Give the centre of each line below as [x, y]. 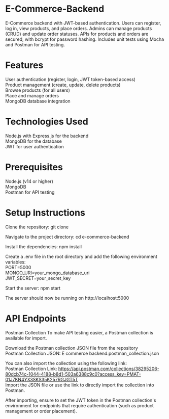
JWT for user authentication [35, 146]
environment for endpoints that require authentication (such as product [79, 405]
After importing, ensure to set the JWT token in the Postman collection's [81, 400]
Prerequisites [34, 167]
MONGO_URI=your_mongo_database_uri [47, 273]
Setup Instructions [45, 213]
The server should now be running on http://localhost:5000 [67, 298]
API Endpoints [36, 318]
